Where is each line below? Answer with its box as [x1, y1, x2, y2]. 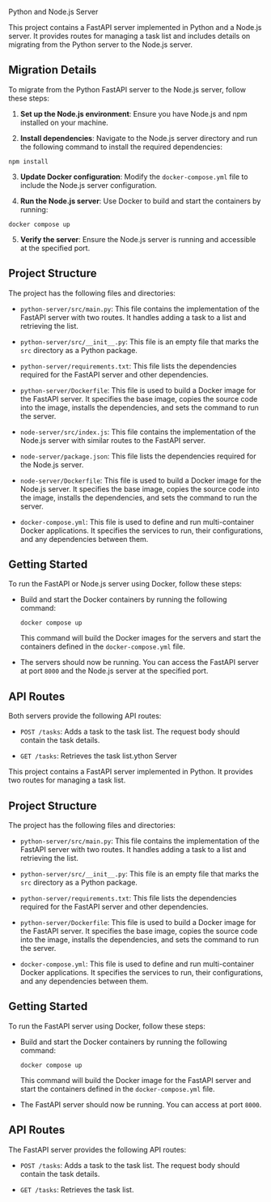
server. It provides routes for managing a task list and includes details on [8, 32, 251, 40]
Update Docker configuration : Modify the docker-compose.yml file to [19, 172, 248, 181]
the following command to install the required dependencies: [19, 142, 222, 151]
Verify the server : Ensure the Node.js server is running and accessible [19, 234, 256, 244]
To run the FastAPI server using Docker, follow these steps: [8, 1021, 206, 1031]
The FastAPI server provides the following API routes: [8, 1144, 187, 1154]
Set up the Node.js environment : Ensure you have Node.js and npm [19, 109, 248, 118]
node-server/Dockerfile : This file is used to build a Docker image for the [19, 475, 261, 485]
